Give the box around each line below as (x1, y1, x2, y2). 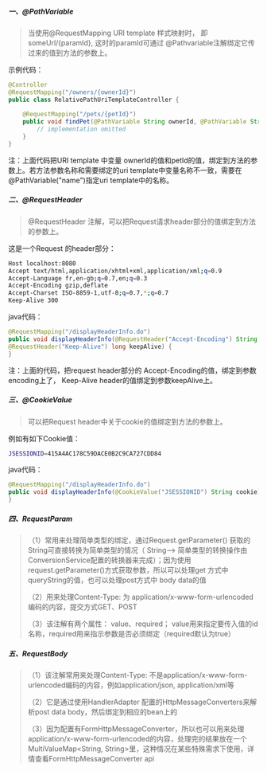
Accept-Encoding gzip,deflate (8, 282, 109, 290)
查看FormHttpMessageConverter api (34, 753, 155, 763)
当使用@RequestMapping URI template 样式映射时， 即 (27, 28, 208, 37)
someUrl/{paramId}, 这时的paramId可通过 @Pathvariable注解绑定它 (27, 37, 249, 47)
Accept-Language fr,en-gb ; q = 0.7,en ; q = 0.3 (8, 274, 148, 282)
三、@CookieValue (8, 395, 73, 405)
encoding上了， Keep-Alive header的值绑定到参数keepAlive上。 (8, 375, 217, 385)
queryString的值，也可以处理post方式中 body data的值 (27, 575, 207, 585)
